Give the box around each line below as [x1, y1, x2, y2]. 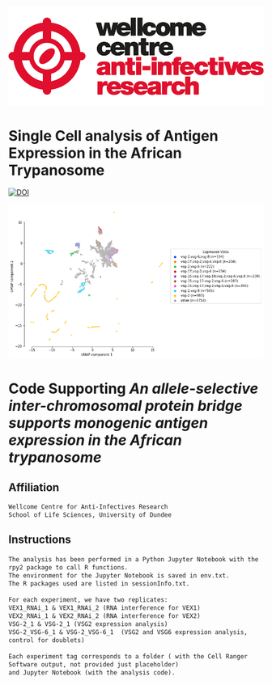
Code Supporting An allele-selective [8, 379, 259, 398]
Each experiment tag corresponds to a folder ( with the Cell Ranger [8, 652, 249, 661]
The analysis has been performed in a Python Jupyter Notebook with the [8, 555, 259, 564]
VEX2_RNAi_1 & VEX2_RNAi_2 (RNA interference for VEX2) [8, 611, 201, 620]
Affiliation [8, 480, 60, 494]
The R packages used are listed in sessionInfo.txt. [8, 579, 190, 588]
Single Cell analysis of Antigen [8, 126, 219, 145]
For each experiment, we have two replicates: [8, 595, 168, 604]
